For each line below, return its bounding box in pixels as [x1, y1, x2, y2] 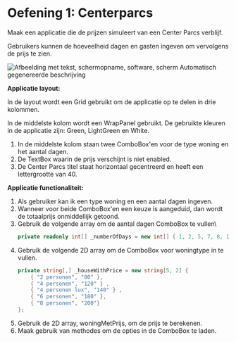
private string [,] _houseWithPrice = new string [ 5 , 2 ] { [17, 267, 189, 274]
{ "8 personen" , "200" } [30, 300, 100, 307]
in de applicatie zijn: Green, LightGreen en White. [7, 126, 150, 134]
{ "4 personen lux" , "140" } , [30, 286, 123, 293]
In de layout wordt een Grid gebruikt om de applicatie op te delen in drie [7, 97, 216, 106]
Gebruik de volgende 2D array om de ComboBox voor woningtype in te [17, 246, 224, 254]
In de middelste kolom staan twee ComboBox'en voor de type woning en [17, 139, 229, 148]
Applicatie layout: [7, 84, 61, 92]
